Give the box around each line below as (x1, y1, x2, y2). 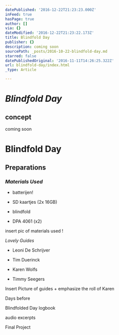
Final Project (5, 324, 31, 330)
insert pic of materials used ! (5, 228, 63, 234)
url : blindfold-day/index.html (5, 63, 70, 68)
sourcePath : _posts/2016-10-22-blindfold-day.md (5, 49, 108, 54)
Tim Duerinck (12, 256, 40, 262)
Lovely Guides (5, 237, 35, 244)
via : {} (5, 26, 21, 31)
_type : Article (5, 68, 37, 73)
